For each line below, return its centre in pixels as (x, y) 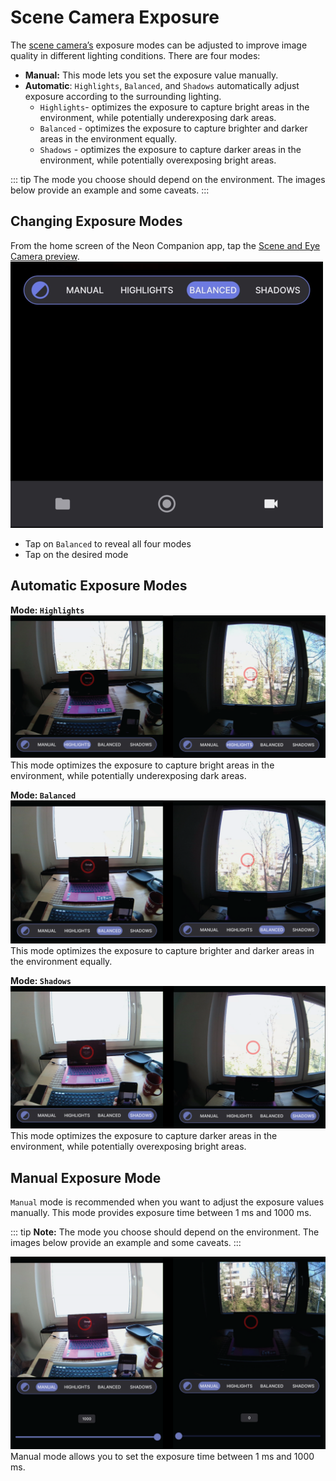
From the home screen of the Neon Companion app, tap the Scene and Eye (165, 245)
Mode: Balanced (43, 795)
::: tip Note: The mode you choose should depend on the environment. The (165, 1232)
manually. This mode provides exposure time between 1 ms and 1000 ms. (161, 1212)
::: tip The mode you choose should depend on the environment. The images (168, 179)
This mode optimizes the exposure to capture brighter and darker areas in (162, 950)
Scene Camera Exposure (115, 17)
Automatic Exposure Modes (99, 586)
